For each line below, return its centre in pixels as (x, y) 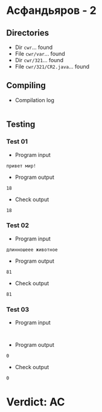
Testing (21, 124)
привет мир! (21, 166)
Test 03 (18, 309)
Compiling (26, 85)
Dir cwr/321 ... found (39, 60)
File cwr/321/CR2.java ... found (52, 66)
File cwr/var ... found (40, 54)
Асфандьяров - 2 (51, 11)
